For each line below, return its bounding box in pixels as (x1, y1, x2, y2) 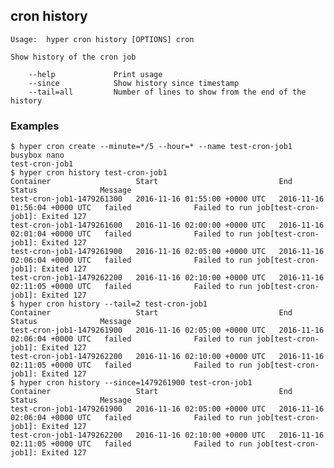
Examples (10, 119, 60, 133)
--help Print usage (28, 69, 163, 79)
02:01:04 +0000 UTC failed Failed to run (10, 229, 253, 239)
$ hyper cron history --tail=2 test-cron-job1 (10, 299, 208, 309)
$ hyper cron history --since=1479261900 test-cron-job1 (10, 378, 253, 388)
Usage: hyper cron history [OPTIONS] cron (10, 34, 195, 44)
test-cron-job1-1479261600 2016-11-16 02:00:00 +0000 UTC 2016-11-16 (10, 220, 325, 231)
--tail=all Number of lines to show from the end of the (28, 87, 307, 97)
